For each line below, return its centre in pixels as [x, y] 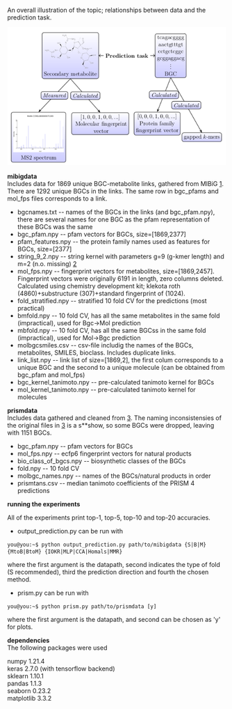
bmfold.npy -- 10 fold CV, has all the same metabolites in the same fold [118, 315]
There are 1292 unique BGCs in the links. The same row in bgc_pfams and [113, 191]
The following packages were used [57, 648]
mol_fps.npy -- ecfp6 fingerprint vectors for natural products [105, 453]
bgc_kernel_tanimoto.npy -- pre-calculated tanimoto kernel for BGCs [116, 382]
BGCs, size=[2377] [44, 249]
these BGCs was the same [55, 226]
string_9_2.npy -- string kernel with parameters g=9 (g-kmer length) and [121, 256]
